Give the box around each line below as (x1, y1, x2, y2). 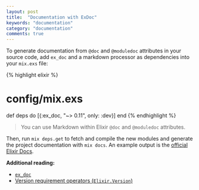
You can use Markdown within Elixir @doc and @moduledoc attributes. (20, 123, 186, 131)
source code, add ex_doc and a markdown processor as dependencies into (6, 54, 189, 61)
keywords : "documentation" (6, 20, 73, 26)
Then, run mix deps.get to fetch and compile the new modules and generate (6, 135, 193, 142)
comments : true (6, 31, 44, 37)
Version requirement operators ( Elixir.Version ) (14, 177, 133, 185)
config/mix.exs (6, 92, 83, 106)
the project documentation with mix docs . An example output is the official (6, 141, 188, 149)
